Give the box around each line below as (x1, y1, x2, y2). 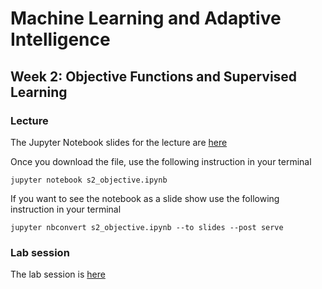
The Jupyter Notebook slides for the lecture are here (10, 136, 228, 148)
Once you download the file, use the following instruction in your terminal (10, 155, 312, 167)
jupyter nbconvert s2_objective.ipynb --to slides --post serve (10, 222, 284, 232)
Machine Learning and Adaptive (10, 7, 282, 30)
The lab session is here (10, 268, 106, 281)
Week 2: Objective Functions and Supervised (10, 68, 298, 85)
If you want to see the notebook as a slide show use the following (10, 192, 280, 204)
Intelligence (10, 28, 111, 51)
